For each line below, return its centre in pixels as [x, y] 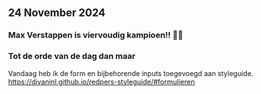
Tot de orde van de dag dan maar [72, 56]
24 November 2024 [57, 13]
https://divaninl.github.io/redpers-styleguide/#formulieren [101, 81]
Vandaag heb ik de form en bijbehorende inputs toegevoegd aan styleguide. [131, 73]
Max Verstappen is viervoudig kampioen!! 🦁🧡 [96, 35]
